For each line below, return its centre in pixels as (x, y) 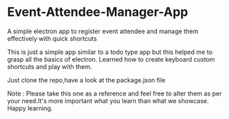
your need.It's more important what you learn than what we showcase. (108, 100)
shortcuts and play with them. (50, 66)
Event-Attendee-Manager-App (98, 12)
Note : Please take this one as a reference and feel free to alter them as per (114, 93)
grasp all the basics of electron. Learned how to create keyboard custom (111, 59)
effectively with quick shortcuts (52, 38)
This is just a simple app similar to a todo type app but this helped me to (110, 52)
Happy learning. (30, 108)
